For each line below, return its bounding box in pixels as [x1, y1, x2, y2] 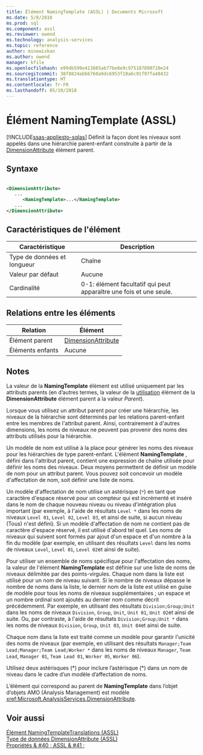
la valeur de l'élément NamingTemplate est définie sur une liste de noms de [6, 564, 195, 571]
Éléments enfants [9, 345, 59, 354]
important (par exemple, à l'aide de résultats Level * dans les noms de [6, 507, 182, 515]
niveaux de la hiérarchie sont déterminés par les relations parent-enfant [6, 413, 185, 420]
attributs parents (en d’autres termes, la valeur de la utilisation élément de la [6, 389, 195, 396]
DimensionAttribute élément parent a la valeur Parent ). [6, 395, 144, 402]
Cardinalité [9, 283, 40, 292]
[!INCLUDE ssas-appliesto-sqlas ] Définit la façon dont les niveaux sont [6, 133, 181, 141]
